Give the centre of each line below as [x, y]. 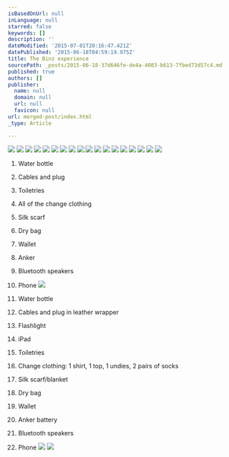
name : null [30, 91]
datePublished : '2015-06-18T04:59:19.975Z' [72, 53]
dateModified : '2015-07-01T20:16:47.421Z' [70, 46]
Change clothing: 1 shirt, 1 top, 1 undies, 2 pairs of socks [98, 365]
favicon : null [34, 110]
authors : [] [25, 78]
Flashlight [32, 325]
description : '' [31, 40]
